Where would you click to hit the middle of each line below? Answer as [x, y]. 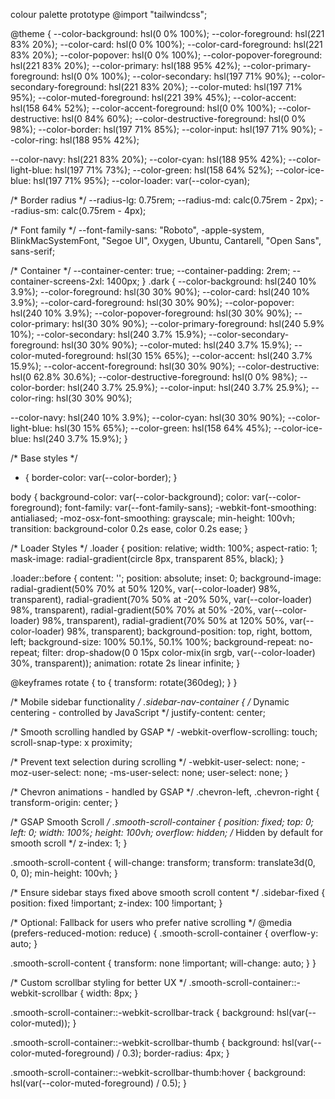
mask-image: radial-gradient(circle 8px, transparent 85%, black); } [147, 558]
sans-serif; [33, 251]
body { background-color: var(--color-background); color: [130, 497]
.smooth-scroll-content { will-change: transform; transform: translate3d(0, [163, 862]
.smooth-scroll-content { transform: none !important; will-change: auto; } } [163, 963]
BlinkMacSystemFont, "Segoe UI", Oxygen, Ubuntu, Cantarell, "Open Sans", [166, 240]
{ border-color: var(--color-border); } [101, 477]
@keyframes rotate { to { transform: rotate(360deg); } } [124, 682]
